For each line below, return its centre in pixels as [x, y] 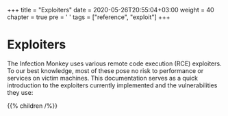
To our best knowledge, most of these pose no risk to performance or [105, 70]
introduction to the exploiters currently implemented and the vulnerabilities [112, 85]
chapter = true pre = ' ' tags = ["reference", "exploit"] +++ [89, 17]
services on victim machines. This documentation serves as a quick [103, 78]
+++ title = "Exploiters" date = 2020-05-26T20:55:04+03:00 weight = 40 [111, 10]
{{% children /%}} [33, 106]
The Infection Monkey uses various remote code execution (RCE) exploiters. [114, 63]
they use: [20, 92]
